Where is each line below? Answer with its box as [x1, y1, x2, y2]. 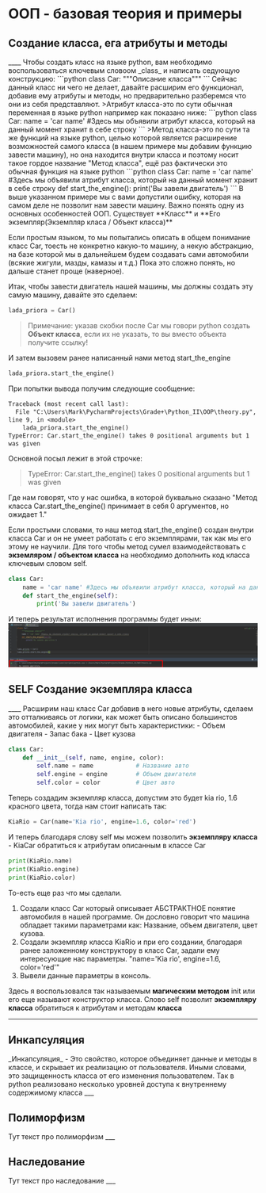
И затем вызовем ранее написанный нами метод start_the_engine [8, 353, 231, 362]
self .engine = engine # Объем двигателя [36, 770, 196, 778]
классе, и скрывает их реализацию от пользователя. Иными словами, [8, 1063, 247, 1073]
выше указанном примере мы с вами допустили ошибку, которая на [8, 192, 241, 201]
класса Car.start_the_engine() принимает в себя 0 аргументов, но [8, 501, 230, 510]
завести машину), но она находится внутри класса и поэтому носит [8, 150, 239, 159]
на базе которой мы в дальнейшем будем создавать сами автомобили [8, 250, 249, 258]
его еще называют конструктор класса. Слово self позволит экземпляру [8, 994, 257, 1004]
